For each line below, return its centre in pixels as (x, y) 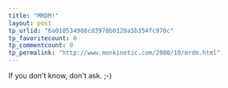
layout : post (30, 23)
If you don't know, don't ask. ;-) (60, 76)
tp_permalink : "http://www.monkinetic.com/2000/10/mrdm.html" (114, 53)
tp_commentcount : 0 (41, 46)
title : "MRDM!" (34, 16)
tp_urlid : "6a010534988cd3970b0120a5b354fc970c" (91, 30)
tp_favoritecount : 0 (43, 38)
